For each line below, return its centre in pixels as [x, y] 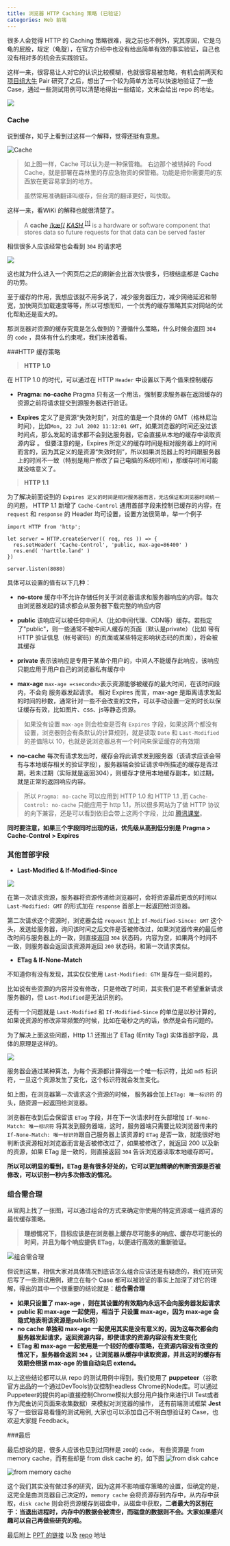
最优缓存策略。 [28, 1219]
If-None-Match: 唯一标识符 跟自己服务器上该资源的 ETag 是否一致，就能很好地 [114, 1134]
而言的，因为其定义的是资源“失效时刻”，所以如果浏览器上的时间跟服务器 [119, 452]
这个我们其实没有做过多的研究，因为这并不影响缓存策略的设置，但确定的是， [115, 1486]
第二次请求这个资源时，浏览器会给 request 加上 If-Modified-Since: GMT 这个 [115, 920]
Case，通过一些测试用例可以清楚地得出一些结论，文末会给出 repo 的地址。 [112, 89]
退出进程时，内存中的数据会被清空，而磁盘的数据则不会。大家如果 [118, 1512]
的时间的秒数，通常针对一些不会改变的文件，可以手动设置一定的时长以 [116, 701]
